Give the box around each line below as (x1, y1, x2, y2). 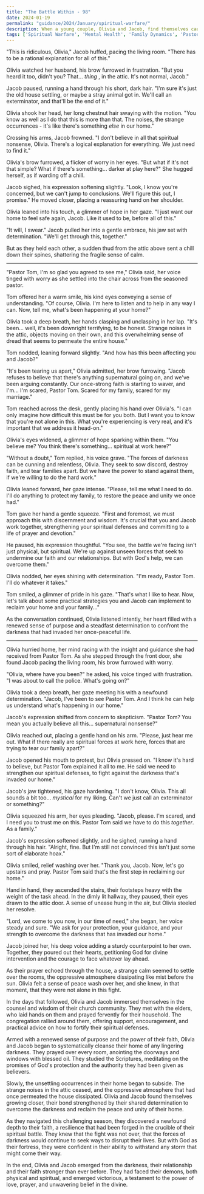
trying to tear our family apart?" (6, 745, 85, 752)
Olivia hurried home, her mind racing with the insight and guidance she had (6, 646, 195, 654)
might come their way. (6, 1150, 62, 1157)
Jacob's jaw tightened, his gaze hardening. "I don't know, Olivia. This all (6, 788, 186, 795)
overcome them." (6, 561, 50, 568)
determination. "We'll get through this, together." (6, 233, 127, 240)
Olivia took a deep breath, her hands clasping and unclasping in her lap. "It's (6, 318, 197, 325)
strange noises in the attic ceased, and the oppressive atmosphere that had (6, 1086, 195, 1094)
